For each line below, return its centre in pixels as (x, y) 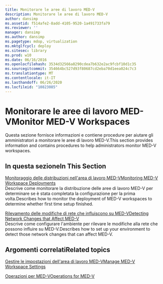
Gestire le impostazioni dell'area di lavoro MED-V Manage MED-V (70, 261)
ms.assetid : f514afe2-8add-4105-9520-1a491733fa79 (58, 23)
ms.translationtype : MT (29, 73)
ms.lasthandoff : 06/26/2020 (34, 82)
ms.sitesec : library (26, 50)
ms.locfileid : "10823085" (31, 87)
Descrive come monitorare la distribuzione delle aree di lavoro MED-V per (79, 189)
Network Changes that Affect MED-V (42, 219)
